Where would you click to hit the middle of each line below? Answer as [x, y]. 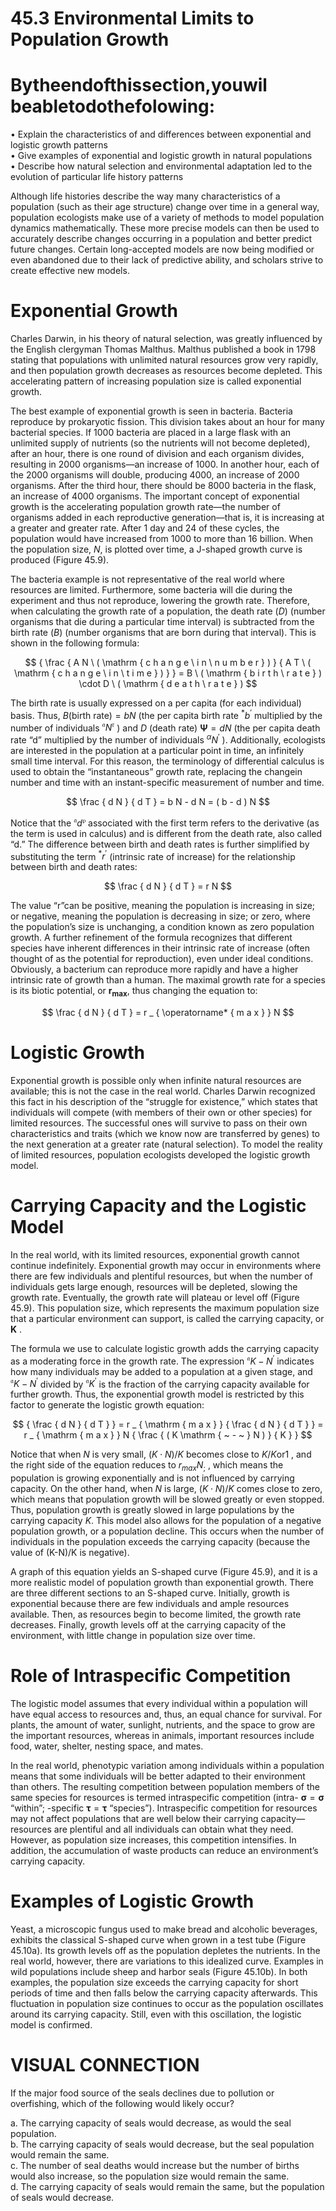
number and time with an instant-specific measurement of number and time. [167, 783]
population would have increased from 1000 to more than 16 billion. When [162, 539]
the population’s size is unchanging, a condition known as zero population [162, 927]
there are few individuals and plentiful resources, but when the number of [161, 1276]
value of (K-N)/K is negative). [70, 1553]
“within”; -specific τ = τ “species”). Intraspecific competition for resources [164, 1808]
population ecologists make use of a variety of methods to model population [167, 218]
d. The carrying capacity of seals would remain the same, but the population [167, 2186]
